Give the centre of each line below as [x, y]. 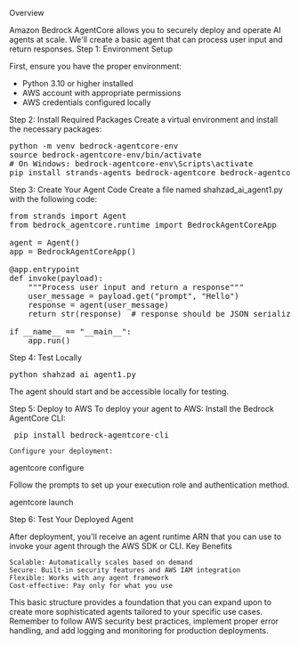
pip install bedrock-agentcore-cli [91, 435]
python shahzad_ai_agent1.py [73, 374]
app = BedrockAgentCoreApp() [73, 251]
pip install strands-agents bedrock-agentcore [113, 173]
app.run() [49, 340]
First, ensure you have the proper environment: [96, 66]
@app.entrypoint [44, 269]
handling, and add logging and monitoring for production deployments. [139, 630]
